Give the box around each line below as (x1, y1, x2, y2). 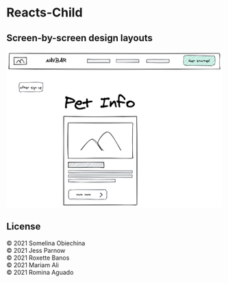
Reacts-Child (6, 5, 83, 21)
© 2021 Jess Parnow (6, 246, 66, 254)
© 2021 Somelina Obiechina (6, 238, 86, 247)
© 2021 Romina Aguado (6, 268, 74, 276)
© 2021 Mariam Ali (6, 260, 60, 269)
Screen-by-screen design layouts (6, 32, 153, 44)
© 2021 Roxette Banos (6, 254, 70, 262)
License (6, 221, 41, 232)
